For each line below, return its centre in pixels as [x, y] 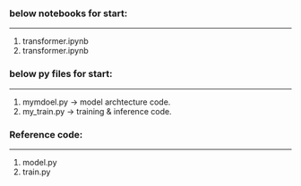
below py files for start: [61, 74]
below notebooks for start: [69, 13]
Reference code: [46, 134]
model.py [39, 162]
